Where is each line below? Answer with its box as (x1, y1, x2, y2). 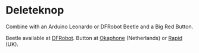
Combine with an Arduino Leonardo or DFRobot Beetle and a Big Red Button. (5, 23, 194, 30)
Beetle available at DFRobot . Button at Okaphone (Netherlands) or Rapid (5, 34, 183, 41)
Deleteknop (5, 4, 64, 17)
